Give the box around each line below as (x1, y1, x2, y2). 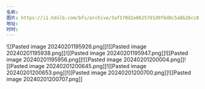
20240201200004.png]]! (123, 56, 186, 63)
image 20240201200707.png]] (6, 75, 83, 83)
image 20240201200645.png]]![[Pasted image (29, 63, 147, 70)
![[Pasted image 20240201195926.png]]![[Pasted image (6, 43, 147, 50)
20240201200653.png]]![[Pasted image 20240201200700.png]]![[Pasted (6, 69, 192, 77)
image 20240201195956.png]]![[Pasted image (6, 56, 122, 63)
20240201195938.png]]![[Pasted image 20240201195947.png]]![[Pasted (6, 50, 188, 57)
